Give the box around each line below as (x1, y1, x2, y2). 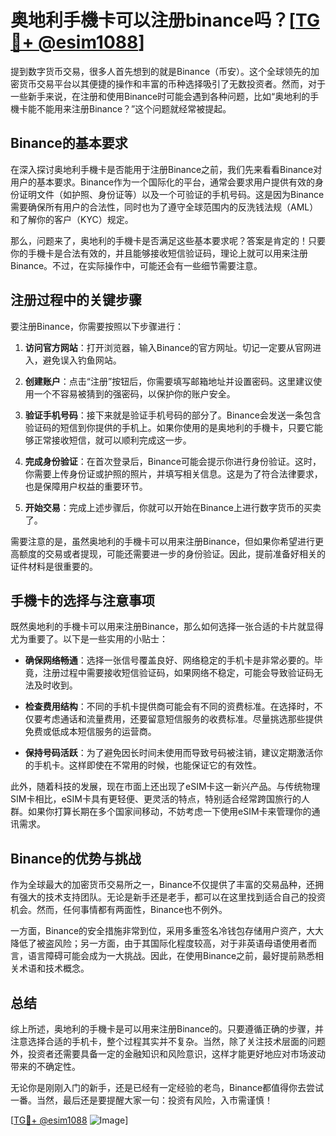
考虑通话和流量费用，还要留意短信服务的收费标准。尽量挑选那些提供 (42, 713, 323, 725)
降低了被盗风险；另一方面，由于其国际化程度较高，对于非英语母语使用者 (10, 937, 308, 950)
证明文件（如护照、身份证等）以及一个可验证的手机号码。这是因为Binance (18, 188, 325, 200)
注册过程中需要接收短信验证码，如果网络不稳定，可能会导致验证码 (42, 667, 315, 679)
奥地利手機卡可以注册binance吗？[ (10, 9, 297, 32)
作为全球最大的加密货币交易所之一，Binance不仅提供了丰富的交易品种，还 (10, 879, 316, 891)
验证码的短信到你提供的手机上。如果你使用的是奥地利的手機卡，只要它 (24, 421, 315, 433)
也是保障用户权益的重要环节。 (24, 480, 148, 492)
